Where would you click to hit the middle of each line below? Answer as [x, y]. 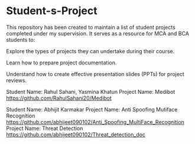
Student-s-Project [52, 11]
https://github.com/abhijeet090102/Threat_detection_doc [76, 135]
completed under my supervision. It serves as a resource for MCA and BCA [97, 33]
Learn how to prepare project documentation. [61, 63]
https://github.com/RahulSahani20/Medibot [59, 98]
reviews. [16, 80]
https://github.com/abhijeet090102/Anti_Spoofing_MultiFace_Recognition [95, 122]
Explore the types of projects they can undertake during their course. [90, 51]
